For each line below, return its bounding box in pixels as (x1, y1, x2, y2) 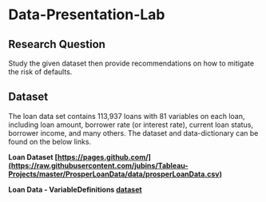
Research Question (8, 38, 106, 51)
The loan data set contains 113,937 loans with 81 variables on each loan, (8, 111, 245, 121)
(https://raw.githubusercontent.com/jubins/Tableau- (8, 160, 189, 170)
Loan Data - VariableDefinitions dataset (8, 184, 142, 194)
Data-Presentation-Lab (8, 6, 165, 24)
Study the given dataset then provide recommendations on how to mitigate (8, 58, 254, 68)
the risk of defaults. (8, 67, 73, 77)
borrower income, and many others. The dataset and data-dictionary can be (8, 128, 259, 137)
